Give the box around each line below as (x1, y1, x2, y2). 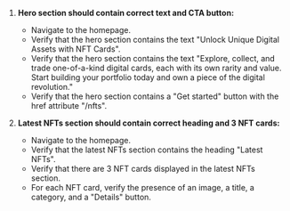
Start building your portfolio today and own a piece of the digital (30, 72, 265, 83)
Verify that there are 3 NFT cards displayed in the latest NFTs (30, 164, 255, 174)
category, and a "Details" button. (30, 191, 151, 202)
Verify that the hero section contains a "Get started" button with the (30, 91, 279, 101)
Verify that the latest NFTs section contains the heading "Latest (30, 144, 263, 155)
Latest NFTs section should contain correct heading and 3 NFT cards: (17, 118, 280, 128)
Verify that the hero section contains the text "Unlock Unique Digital (30, 35, 280, 45)
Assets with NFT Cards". (30, 44, 121, 54)
